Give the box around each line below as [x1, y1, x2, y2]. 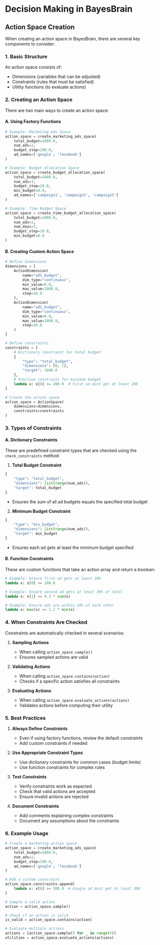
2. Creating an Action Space [5, 96, 73, 103]
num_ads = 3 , [14, 179, 36, 184]
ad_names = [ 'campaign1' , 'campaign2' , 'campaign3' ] [14, 193, 119, 198]
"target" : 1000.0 [22, 368, 57, 373]
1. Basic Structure [5, 53, 48, 60]
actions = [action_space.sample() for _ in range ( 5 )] [5, 931, 117, 936]
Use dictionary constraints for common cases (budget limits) [19, 759, 141, 765]
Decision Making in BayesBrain [5, 3, 133, 15]
